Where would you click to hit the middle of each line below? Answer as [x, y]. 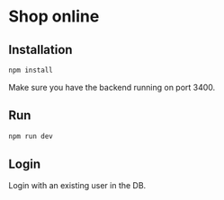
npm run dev [31, 136]
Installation [40, 50]
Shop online [54, 17]
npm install [31, 70]
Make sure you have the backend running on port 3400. [112, 87]
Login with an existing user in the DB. [77, 186]
